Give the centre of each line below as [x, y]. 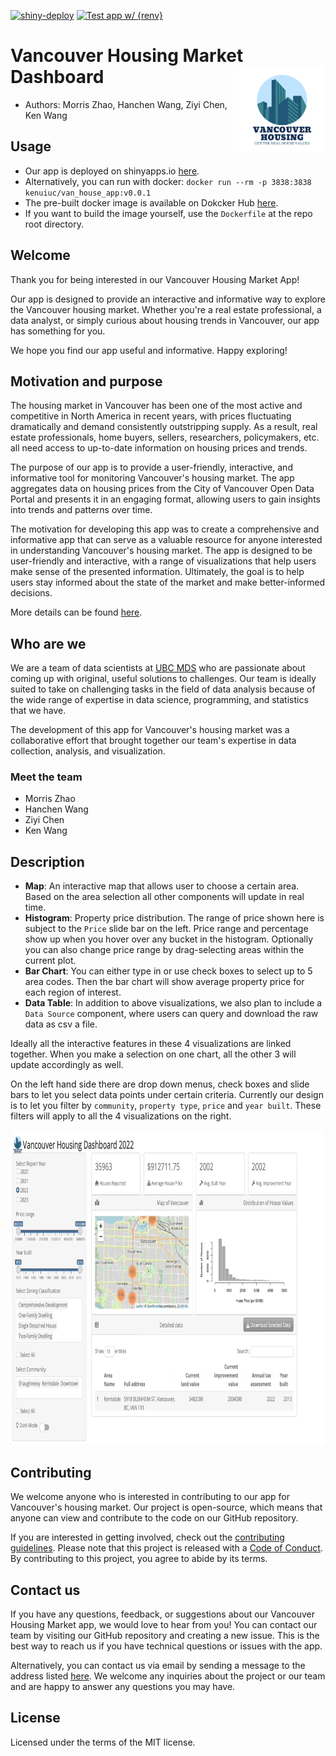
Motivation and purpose [86, 381]
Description [47, 861]
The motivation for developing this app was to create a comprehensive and [165, 529]
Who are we [48, 643]
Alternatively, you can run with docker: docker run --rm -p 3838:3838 [168, 181]
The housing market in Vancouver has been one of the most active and [156, 406]
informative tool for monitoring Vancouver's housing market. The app [152, 478]
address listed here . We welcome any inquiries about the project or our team [168, 1676]
